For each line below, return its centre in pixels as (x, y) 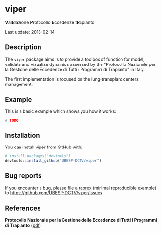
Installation (22, 135)
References (23, 208)
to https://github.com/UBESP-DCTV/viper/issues (54, 193)
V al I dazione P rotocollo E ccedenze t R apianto (50, 22)
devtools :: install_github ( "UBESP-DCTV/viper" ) (53, 161)
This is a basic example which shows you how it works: (61, 111)
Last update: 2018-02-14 (30, 32)
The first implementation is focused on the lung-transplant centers (72, 79)
